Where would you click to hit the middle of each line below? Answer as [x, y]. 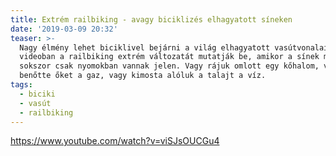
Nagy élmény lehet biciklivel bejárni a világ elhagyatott [145, 47]
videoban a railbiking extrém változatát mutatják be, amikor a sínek [169, 57]
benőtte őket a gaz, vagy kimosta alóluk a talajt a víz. [143, 76]
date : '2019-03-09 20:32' [64, 29]
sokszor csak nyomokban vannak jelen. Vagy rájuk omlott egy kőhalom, [169, 66]
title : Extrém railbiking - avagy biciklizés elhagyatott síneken [151, 19]
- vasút [35, 103]
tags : [21, 85]
